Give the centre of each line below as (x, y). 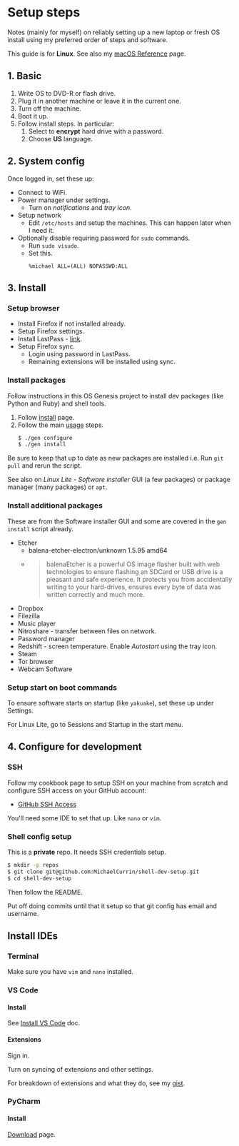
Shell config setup (40, 836)
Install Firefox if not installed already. (72, 324)
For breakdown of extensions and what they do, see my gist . (96, 1083)
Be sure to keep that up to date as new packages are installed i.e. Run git (116, 458)
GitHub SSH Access (47, 804)
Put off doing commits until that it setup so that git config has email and (112, 906)
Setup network (40, 215)
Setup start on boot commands (62, 688)
